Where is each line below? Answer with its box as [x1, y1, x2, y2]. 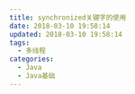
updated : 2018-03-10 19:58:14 [9, 30, 123, 38]
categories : [9, 55, 54, 64]
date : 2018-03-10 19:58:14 [9, 21, 111, 30]
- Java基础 [17, 72, 56, 81]
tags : [9, 38, 30, 47]
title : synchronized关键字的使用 [9, 13, 127, 22]
